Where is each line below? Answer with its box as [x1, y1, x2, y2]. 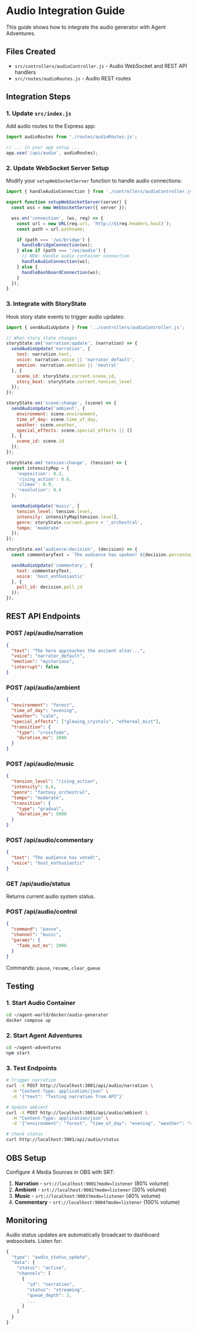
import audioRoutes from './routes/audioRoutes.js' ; [6, 134, 138, 140]
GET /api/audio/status [6, 879, 70, 888]
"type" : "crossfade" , [16, 729, 69, 736]
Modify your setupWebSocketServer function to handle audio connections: [6, 177, 182, 184]
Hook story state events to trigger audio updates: [6, 313, 125, 320]
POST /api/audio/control [6, 907, 77, 916]
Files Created [6, 47, 56, 57]
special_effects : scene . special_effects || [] [16, 427, 133, 433]
